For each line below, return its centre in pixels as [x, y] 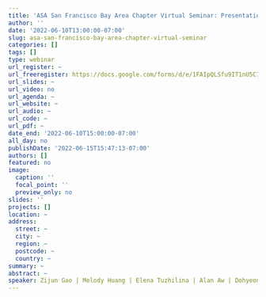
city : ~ [28, 237]
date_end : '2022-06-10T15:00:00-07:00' [74, 133]
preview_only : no [44, 192]
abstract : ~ [28, 273]
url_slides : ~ [32, 82]
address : [23, 222]
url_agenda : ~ [32, 97]
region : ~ [31, 244]
